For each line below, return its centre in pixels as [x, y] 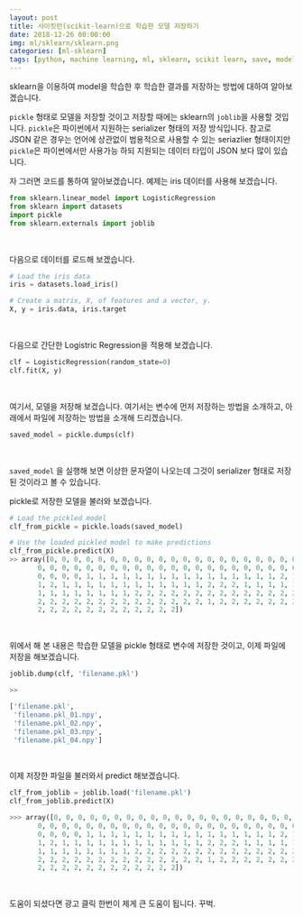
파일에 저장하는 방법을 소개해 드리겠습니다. [108, 417]
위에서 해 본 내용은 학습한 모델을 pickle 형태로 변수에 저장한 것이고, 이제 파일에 [147, 646]
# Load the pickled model [58, 518]
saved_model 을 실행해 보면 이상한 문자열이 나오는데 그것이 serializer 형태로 [142, 471]
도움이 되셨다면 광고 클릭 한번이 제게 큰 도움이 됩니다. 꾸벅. [113, 903]
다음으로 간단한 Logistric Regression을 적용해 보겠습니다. [111, 345]
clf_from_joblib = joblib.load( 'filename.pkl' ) [101, 793]
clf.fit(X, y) [36, 371]
